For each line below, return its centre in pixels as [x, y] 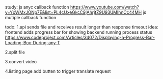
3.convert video [21, 62]
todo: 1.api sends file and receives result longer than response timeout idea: [82, 27]
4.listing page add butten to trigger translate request [58, 71]
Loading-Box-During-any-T [33, 43]
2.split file [15, 52]
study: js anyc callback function [37, 7]
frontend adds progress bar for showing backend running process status [79, 32]
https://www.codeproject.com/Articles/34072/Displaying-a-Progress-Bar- [80, 37]
